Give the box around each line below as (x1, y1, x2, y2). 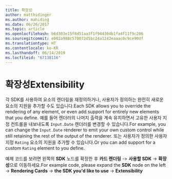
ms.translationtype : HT (5, 41, 56, 46)
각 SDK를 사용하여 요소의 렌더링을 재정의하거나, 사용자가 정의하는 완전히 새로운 (5, 97, 164, 103)
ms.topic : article (5, 27, 45, 32)
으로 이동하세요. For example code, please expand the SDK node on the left (9, 162, 166, 168)
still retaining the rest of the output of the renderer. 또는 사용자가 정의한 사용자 (5, 133, 167, 139)
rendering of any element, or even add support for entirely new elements (5, 108, 159, 115)
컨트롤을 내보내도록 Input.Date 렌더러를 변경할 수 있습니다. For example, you (10, 121, 166, 127)
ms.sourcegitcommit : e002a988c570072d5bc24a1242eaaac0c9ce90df (5, 36, 144, 41)
